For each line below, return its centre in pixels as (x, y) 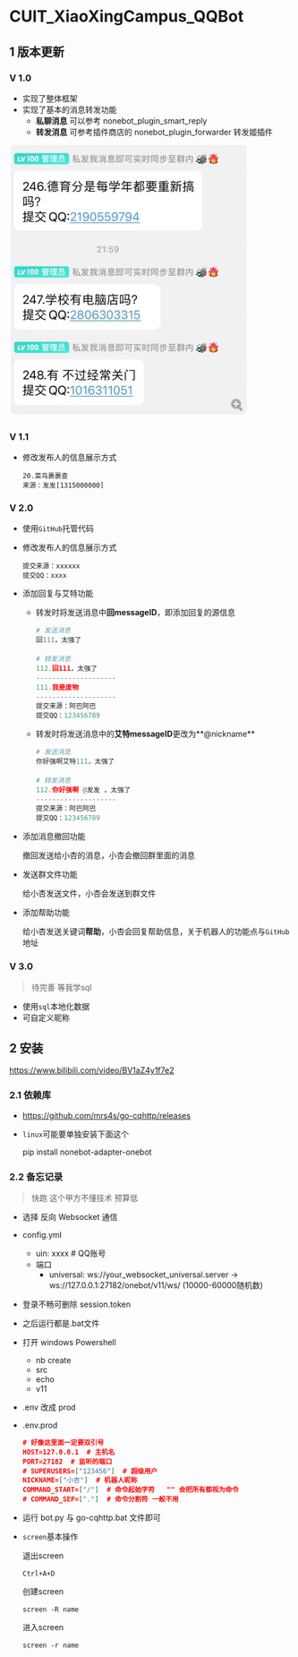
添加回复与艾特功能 (58, 594)
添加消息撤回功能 (54, 837)
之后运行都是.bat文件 (61, 1323)
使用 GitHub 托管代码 (58, 528)
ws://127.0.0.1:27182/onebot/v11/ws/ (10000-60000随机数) (156, 1285)
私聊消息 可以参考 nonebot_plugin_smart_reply (121, 120)
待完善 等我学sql (61, 987)
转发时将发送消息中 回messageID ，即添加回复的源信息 (135, 613)
